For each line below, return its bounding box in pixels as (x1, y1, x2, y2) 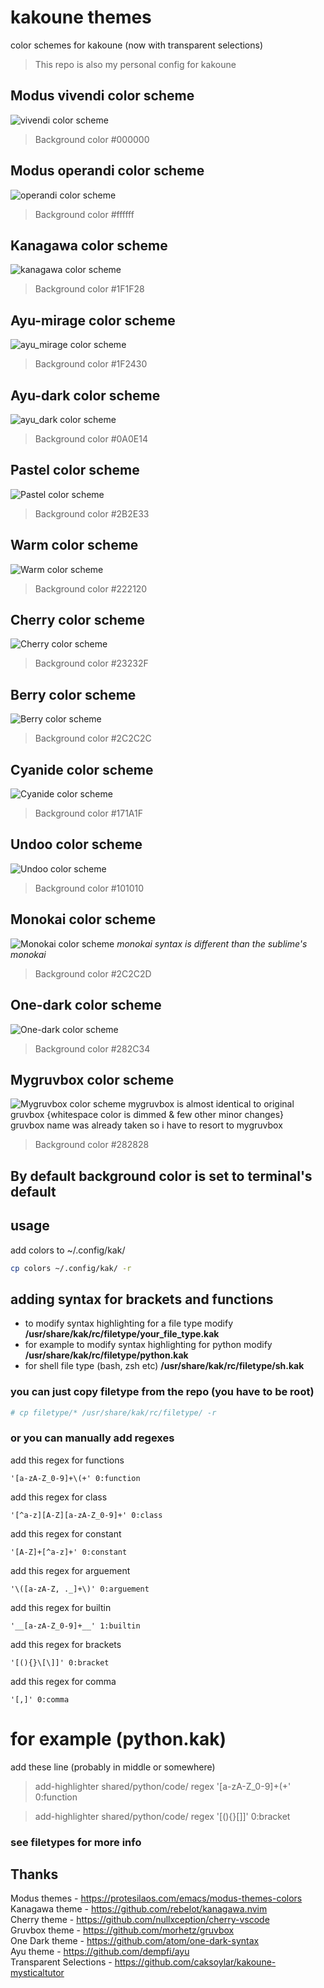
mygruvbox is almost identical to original (128, 1098, 295, 1110)
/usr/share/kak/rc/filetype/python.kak (24, 1349, 189, 1361)
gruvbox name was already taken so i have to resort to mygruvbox (10, 1119, 283, 1131)
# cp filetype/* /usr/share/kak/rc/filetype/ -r (10, 1407, 217, 1418)
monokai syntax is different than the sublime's (116, 937, 308, 950)
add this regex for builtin (10, 1601, 112, 1613)
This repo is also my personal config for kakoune (34, 58, 237, 70)
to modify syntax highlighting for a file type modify (24, 1317, 234, 1330)
